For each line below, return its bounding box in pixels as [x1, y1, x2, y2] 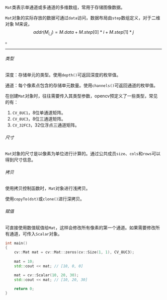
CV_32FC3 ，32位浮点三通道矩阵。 [12, 122, 80, 128]
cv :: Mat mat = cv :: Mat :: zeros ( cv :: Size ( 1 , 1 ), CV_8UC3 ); [14, 250, 135, 255]
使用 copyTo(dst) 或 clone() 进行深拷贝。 [5, 196, 84, 202]
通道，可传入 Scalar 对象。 [9, 231, 62, 237]
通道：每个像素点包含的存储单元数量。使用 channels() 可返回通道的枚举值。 [5, 82, 158, 88]
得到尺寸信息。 [5, 157, 36, 163]
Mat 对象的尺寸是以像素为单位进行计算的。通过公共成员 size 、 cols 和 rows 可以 [5, 151, 161, 157]
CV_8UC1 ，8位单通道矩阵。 [12, 110, 66, 116]
